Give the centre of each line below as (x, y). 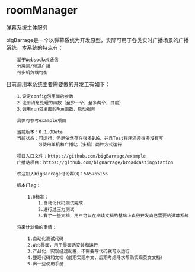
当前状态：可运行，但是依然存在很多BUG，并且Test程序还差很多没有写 (90, 138)
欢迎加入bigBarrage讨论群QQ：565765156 (63, 174)
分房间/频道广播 (34, 66)
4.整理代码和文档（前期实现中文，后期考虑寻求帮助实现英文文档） (96, 257)
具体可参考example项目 (41, 120)
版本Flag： (29, 185)
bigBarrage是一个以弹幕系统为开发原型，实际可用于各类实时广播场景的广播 (97, 40)
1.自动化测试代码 (46, 239)
